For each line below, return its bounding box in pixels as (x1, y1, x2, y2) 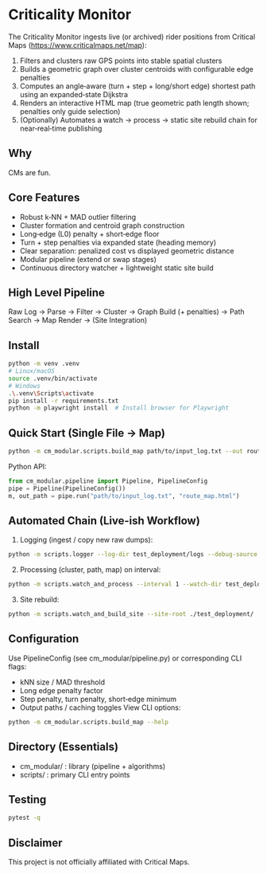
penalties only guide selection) (19, 106, 121, 116)
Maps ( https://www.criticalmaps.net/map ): (8, 40, 147, 49)
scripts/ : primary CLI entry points (19, 770, 130, 779)
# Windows (8, 382, 41, 390)
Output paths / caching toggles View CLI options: (19, 703, 181, 712)
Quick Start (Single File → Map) (8, 426, 165, 440)
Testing (8, 793, 47, 806)
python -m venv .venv (8, 360, 80, 368)
